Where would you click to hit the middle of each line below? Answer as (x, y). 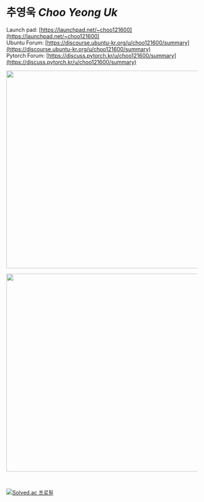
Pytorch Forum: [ (27, 55)
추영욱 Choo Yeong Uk (62, 12)
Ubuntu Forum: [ (27, 43)
